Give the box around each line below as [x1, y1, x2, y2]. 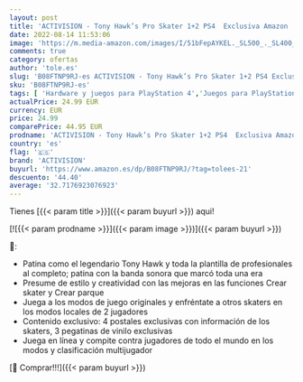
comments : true [9, 47, 67, 56]
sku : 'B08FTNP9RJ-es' [9, 80, 91, 89]
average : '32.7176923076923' [9, 182, 119, 191]
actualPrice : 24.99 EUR [9, 97, 99, 107]
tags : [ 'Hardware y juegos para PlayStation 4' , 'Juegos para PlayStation [9, 89, 297, 98]
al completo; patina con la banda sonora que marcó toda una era [22, 268, 263, 279]
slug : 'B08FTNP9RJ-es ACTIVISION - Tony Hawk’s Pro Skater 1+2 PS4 [9, 72, 269, 81]
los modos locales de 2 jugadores [22, 306, 149, 317]
